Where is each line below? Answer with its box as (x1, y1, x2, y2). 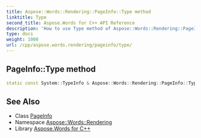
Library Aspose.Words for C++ (14, 125, 91, 132)
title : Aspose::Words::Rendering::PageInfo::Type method (6, 8, 151, 15)
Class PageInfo (14, 112, 53, 119)
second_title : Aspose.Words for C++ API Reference (6, 20, 135, 26)
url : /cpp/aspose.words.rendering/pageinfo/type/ (6, 42, 133, 48)
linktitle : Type (6, 14, 47, 20)
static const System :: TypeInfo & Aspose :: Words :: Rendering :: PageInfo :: (6, 80, 188, 86)
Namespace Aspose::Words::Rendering (14, 119, 112, 126)
